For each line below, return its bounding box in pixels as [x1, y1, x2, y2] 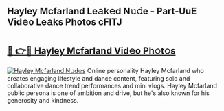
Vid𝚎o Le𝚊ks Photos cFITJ [7, 17, 122, 28]
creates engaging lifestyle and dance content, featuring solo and [7, 74, 190, 82]
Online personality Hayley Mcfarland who [87, 67, 204, 74]
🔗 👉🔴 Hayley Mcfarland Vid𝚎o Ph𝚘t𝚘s [7, 45, 176, 57]
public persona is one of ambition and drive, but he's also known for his [7, 89, 210, 97]
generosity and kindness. [7, 97, 79, 104]
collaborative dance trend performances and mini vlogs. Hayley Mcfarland [7, 82, 218, 90]
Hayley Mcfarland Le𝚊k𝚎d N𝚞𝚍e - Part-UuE [7, 6, 197, 17]
